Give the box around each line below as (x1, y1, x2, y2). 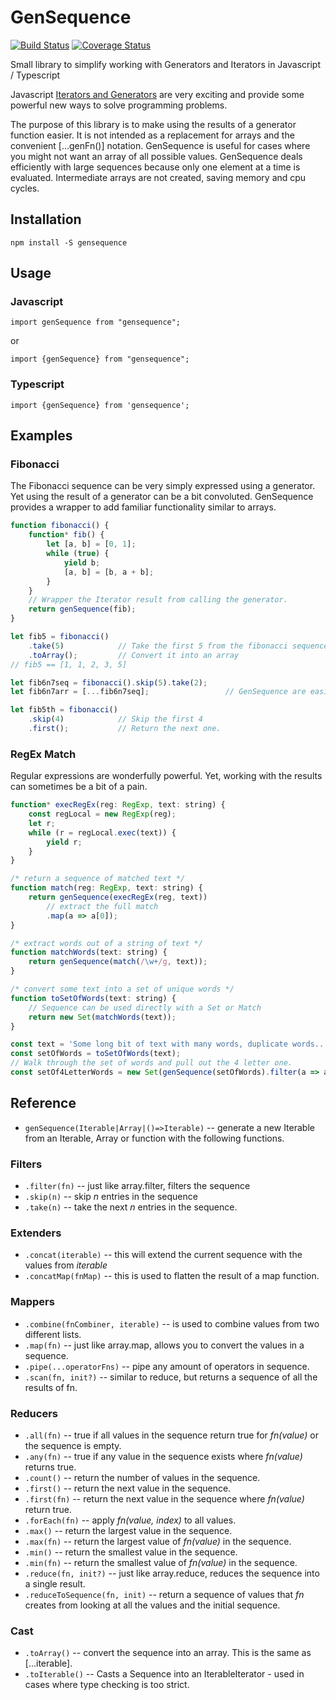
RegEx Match (10, 747, 77, 761)
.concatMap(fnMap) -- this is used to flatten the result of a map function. (24, 1270, 320, 1282)
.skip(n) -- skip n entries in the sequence (24, 1191, 198, 1203)
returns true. (24, 1461, 77, 1473)
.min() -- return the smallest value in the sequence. (24, 1546, 238, 1558)
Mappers (10, 1295, 55, 1309)
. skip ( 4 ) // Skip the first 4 (28, 714, 203, 725)
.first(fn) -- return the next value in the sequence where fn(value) (24, 1492, 305, 1505)
